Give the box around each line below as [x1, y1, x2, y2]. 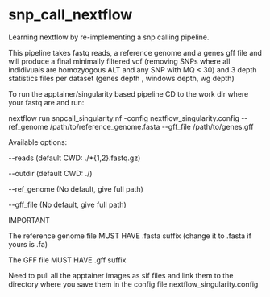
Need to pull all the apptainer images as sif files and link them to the [8, 270, 234, 280]
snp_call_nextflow [8, 6, 133, 24]
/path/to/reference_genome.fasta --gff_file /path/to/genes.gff [49, 122, 254, 131]
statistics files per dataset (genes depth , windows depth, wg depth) [8, 73, 235, 83]
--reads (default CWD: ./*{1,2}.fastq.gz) [8, 153, 141, 163]
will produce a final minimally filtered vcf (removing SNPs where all [8, 56, 231, 66]
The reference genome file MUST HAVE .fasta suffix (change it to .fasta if [8, 231, 252, 241]
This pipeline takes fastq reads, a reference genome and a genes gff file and [8, 47, 262, 57]
